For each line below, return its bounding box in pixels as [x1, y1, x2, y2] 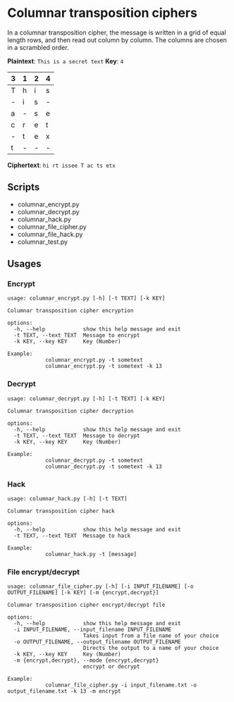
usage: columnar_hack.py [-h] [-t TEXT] [7, 495, 128, 503]
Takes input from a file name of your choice [82, 632, 219, 639]
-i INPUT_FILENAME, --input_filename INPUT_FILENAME [13, 626, 172, 634]
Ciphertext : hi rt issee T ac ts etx [7, 161, 116, 169]
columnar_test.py [17, 238, 68, 246]
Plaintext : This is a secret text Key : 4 [7, 56, 124, 65]
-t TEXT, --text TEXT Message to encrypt [13, 332, 140, 339]
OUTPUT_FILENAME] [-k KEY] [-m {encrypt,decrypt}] [7, 589, 159, 596]
